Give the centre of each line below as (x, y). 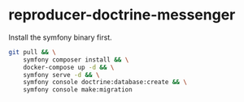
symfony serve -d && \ (61, 74)
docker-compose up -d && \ (69, 67)
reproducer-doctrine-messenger (122, 15)
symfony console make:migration (78, 90)
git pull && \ (33, 52)
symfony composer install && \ (76, 59)
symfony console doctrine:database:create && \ (105, 83)
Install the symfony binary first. (60, 37)
